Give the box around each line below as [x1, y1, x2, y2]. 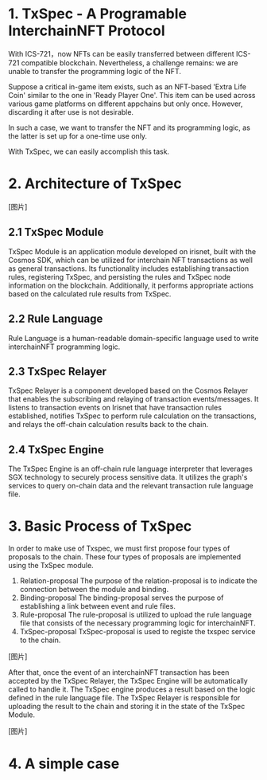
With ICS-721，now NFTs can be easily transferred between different [8, 49, 234, 58]
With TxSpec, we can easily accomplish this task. [8, 147, 169, 156]
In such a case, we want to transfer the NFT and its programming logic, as [8, 123, 250, 132]
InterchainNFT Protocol [8, 22, 165, 40]
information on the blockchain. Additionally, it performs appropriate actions [8, 280, 254, 290]
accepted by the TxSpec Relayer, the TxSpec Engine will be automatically [8, 676, 248, 686]
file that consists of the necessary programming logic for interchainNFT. [19, 618, 256, 628]
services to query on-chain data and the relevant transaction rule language [8, 481, 253, 491]
